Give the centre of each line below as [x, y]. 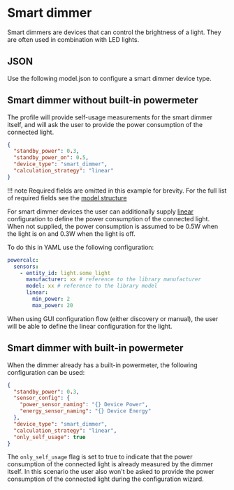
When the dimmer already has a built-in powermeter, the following [102, 365]
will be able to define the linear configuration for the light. [90, 326]
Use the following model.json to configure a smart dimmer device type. [109, 78]
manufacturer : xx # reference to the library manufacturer [113, 280]
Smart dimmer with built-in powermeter [95, 348]
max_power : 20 [53, 305]
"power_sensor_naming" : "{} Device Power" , [84, 405]
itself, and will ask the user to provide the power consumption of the [105, 124]
